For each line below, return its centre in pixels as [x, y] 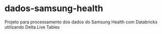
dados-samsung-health [54, 8]
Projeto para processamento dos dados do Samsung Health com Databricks [81, 22]
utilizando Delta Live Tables [32, 27]
